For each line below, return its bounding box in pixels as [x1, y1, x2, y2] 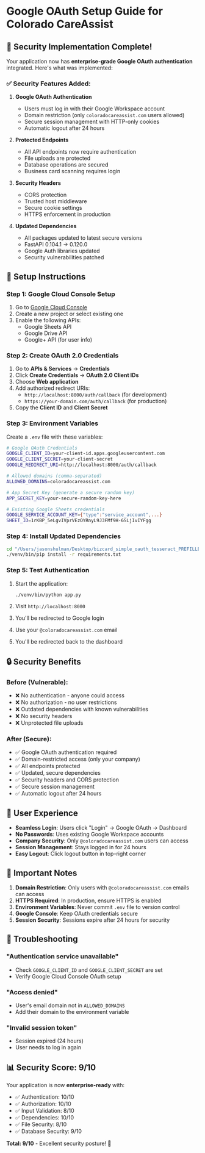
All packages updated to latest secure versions [24, 234, 142, 242]
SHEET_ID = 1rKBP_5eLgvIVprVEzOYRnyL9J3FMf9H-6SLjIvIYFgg [6, 517, 151, 524]
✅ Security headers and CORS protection [15, 776, 119, 783]
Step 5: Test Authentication [6, 566, 90, 575]
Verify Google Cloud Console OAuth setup [15, 972, 121, 980]
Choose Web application [15, 378, 79, 386]
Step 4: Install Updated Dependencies [6, 532, 121, 541]
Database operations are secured [24, 161, 109, 168]
